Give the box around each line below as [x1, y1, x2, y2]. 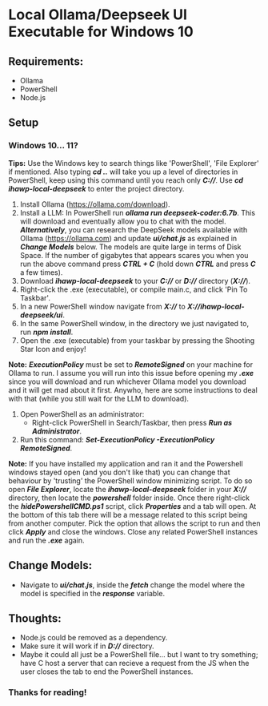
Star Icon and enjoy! [19, 344, 86, 353]
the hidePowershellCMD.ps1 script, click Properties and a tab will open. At [8, 501, 257, 510]
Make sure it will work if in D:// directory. [19, 641, 154, 651]
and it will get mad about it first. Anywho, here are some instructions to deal [8, 385, 258, 394]
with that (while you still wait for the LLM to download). [8, 393, 190, 403]
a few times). [19, 267, 63, 277]
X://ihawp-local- [186, 301, 246, 311]
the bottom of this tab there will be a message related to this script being [8, 510, 248, 519]
